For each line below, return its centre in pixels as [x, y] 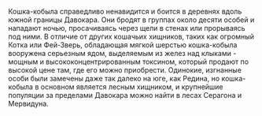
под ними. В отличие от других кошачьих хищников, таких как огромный [131, 36]
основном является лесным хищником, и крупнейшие [132, 87]
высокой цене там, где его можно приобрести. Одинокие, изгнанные [125, 70]
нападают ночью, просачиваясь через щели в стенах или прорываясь [127, 28]
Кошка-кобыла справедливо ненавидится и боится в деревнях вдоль [125, 11]
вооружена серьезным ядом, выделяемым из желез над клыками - [122, 53]
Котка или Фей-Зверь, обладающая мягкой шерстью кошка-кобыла [123, 45]
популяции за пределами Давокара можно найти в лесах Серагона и [125, 95]
